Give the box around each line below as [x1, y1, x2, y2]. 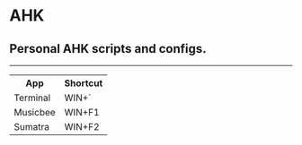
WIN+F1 [64, 107, 101, 118]
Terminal [13, 91, 51, 104]
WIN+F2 [64, 121, 101, 132]
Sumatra [13, 121, 49, 132]
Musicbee [13, 107, 56, 118]
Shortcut [64, 77, 103, 90]
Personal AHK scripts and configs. [9, 41, 207, 56]
